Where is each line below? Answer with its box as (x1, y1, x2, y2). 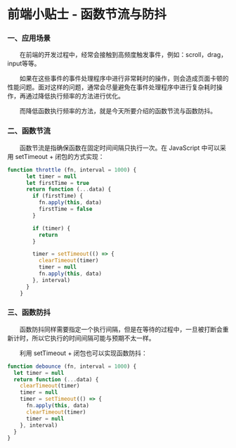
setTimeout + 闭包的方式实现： (15, 152, 105, 160)
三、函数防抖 (7, 307, 51, 317)
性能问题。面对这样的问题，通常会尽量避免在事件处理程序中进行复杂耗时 (7, 83, 216, 91)
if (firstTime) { (32, 193, 83, 200)
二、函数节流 (7, 126, 51, 136)
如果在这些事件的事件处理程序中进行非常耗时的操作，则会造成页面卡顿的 (20, 75, 229, 83)
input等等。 (7, 59, 41, 68)
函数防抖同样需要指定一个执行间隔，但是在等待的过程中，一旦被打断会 (20, 325, 223, 333)
